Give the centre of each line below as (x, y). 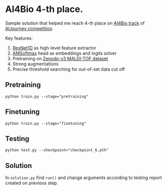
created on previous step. (32, 183)
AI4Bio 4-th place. (44, 9)
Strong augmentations (35, 64)
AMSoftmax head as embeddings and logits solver (64, 53)
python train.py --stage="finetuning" (46, 123)
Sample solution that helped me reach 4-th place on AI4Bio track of (75, 23)
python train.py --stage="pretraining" (47, 96)
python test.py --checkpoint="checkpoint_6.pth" (57, 150)
